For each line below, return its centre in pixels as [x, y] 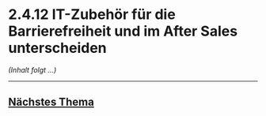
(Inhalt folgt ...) [32, 69]
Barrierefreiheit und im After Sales [123, 31]
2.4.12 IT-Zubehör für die [92, 15]
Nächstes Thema [51, 102]
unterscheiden [57, 48]
